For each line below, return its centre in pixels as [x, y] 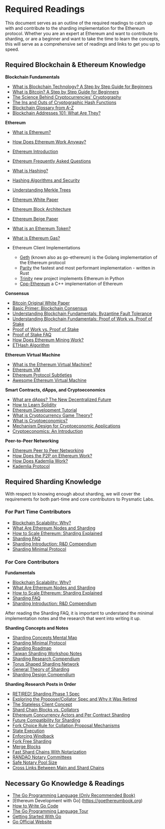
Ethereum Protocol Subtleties [42, 375]
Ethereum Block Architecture [42, 209]
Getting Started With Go [37, 816]
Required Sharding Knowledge [53, 482]
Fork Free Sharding [32, 742]
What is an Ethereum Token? [41, 228]
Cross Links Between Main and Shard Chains [58, 768]
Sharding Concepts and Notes [37, 628]
